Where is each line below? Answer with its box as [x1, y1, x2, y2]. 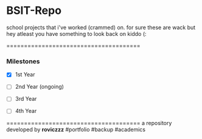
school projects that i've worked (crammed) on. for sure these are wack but [6, 24, 196, 31]
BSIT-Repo [6, 4, 62, 18]
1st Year [15, 71, 35, 78]
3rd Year [15, 95, 37, 103]
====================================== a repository [6, 120, 172, 127]
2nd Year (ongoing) [15, 83, 64, 90]
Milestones [6, 57, 40, 66]
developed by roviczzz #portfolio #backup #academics [6, 126, 146, 134]
